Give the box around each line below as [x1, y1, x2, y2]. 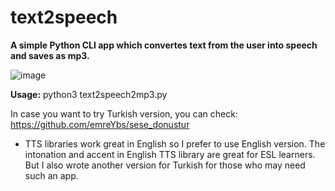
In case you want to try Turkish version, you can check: [10, 107, 238, 120]
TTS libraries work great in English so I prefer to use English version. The [24, 137, 326, 150]
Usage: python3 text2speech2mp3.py [10, 88, 168, 100]
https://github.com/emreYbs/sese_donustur [10, 118, 190, 130]
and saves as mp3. [10, 49, 90, 61]
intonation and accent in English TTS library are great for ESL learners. [24, 148, 316, 160]
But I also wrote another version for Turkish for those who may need [24, 159, 306, 171]
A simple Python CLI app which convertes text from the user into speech [10, 39, 318, 51]
